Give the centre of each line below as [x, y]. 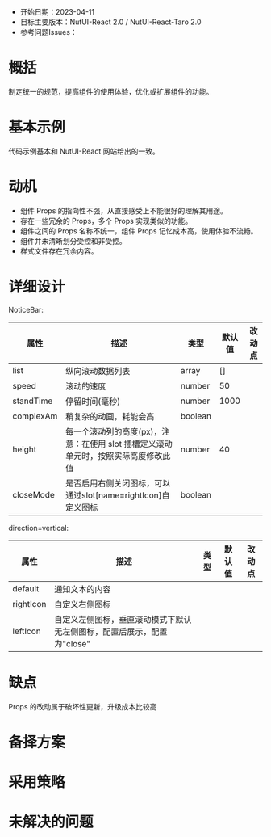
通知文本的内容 [83, 589]
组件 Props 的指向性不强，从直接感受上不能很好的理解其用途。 [124, 210]
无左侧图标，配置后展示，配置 [111, 631]
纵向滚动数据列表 [98, 371]
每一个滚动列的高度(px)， [114, 431]
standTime [33, 401]
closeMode [33, 494]
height [25, 449]
